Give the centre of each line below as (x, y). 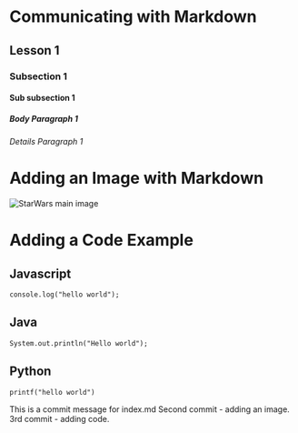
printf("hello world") (52, 392)
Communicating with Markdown (133, 17)
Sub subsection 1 (42, 98)
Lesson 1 (35, 50)
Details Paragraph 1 (46, 142)
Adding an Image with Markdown (137, 178)
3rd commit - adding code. (60, 418)
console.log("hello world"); (65, 295)
